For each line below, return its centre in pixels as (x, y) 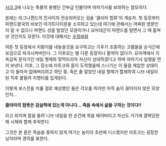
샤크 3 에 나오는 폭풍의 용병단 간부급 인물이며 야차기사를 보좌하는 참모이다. (77, 7)
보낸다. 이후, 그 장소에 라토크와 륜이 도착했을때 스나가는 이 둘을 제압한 (78, 65)
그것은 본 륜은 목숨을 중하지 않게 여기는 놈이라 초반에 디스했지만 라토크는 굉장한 (82, 132)
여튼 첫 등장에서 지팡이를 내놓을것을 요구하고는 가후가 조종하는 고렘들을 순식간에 (83, 47)
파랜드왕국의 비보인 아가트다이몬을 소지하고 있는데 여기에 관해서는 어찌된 (75, 24)
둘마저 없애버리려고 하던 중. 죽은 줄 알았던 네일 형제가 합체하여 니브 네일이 (87, 72)
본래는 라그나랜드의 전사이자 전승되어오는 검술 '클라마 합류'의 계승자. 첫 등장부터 (83, 18)
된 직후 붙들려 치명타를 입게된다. (36, 78)
